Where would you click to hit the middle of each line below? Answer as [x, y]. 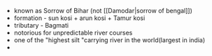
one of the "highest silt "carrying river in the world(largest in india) [109, 40]
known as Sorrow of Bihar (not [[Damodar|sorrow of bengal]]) [103, 11]
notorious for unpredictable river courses [73, 32]
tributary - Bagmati [41, 25]
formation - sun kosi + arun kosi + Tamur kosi [79, 18]
